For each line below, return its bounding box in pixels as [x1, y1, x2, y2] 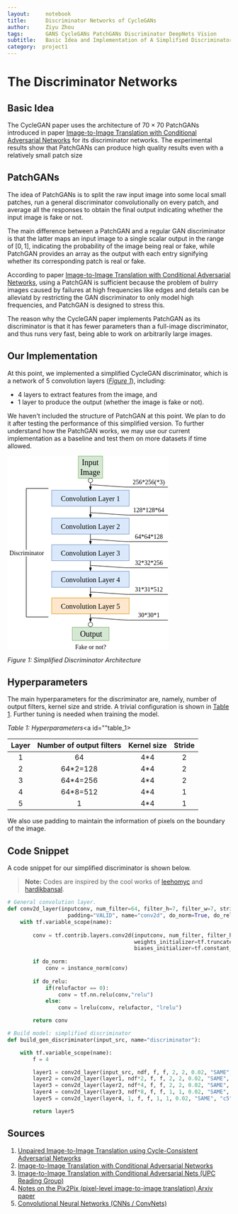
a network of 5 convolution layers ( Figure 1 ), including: [7, 377, 166, 385]
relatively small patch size [7, 151, 83, 160]
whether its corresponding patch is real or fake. [7, 257, 147, 265]
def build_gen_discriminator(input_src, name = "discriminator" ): [7, 1036, 201, 1043]
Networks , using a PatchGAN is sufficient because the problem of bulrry [7, 278, 218, 286]
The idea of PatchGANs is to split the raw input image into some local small [7, 190, 227, 199]
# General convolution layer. [7, 898, 97, 906]
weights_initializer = [134, 938, 198, 945]
